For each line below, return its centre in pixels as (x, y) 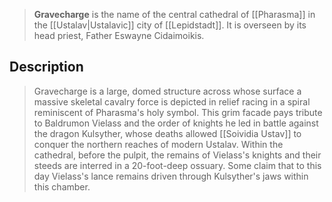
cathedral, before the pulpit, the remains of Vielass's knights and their (177, 155)
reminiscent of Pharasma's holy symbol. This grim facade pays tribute (178, 112)
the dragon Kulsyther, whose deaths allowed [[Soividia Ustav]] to (167, 133)
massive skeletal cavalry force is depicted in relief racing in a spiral (172, 101)
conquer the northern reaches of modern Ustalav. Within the (158, 144)
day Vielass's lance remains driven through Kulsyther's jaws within (171, 176)
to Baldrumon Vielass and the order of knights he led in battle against (176, 123)
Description (46, 67)
